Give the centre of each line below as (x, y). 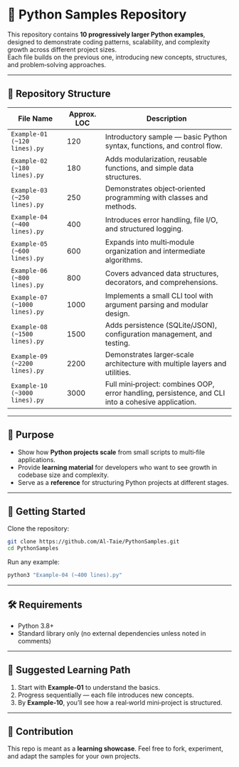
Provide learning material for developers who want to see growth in (117, 467)
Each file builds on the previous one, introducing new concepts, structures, (117, 57)
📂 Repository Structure (59, 94)
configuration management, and (159, 334)
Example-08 (29, 327)
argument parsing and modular (156, 304)
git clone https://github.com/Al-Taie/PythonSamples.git (94, 542)
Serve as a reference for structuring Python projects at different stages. (123, 482)
